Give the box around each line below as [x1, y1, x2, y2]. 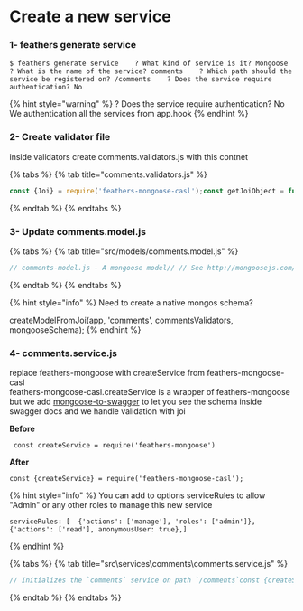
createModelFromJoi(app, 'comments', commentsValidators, [9, 315, 234, 325]
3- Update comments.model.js [9, 225, 147, 238]
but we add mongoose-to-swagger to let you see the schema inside [9, 396, 262, 408]
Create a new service [9, 6, 171, 27]
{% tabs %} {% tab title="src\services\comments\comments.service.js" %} [9, 559, 289, 569]
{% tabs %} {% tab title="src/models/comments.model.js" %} [9, 246, 239, 257]
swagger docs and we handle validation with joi [9, 406, 187, 417]
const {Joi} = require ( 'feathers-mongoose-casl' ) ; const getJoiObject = [9, 186, 284, 195]
